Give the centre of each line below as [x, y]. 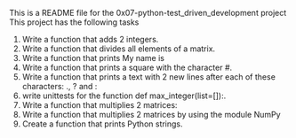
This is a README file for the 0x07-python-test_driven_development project [148, 13]
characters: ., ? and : [60, 86]
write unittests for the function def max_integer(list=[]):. [124, 96]
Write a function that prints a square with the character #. [127, 67]
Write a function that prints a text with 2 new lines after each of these [148, 77]
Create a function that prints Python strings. [103, 124]
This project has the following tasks [74, 22]
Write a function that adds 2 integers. [90, 39]
